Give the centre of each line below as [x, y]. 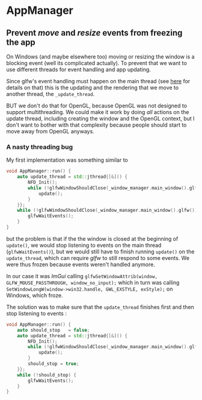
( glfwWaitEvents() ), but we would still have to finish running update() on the [100, 252]
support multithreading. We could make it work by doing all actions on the [98, 112]
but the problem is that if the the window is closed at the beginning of [92, 238]
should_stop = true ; [54, 364]
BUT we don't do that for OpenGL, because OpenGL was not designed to [97, 106]
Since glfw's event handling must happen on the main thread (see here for [98, 81]
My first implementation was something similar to [67, 160]
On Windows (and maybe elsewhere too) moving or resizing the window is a [100, 57]
